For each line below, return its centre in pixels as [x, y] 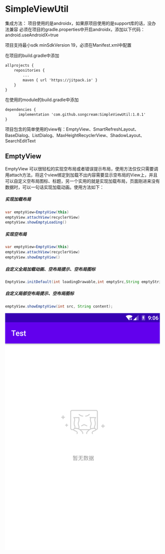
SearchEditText [20, 140]
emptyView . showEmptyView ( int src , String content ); [59, 306]
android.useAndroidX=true [32, 35]
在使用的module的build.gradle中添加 [42, 100]
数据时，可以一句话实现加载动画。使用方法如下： [55, 187]
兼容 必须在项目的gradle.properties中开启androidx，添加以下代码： [77, 29]
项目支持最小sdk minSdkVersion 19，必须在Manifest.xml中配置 [68, 45]
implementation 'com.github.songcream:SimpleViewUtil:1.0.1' [82, 114]
